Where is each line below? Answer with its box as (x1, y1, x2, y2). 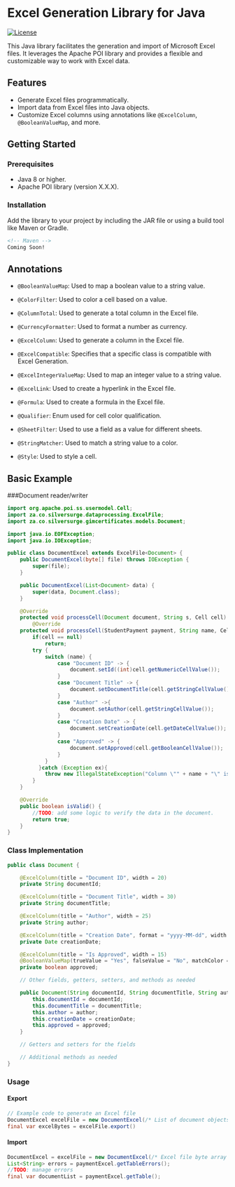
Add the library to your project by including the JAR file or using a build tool (7, 216, 225, 224)
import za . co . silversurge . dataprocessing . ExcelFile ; (7, 511, 164, 518)
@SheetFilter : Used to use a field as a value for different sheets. (17, 425, 203, 434)
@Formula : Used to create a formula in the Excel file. (17, 398, 166, 406)
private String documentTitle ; (20, 900, 111, 907)
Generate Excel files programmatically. (17, 95, 129, 104)
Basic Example (7, 472, 73, 485)
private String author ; (20, 919, 90, 926)
